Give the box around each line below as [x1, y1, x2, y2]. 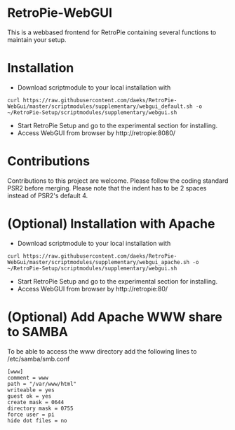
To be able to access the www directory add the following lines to [7, 347, 197, 355]
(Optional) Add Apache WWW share [7, 309, 223, 325]
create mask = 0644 [7, 398, 65, 405]
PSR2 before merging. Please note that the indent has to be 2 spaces [7, 183, 207, 192]
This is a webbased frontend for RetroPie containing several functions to [7, 28, 217, 36]
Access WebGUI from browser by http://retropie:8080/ [17, 128, 176, 137]
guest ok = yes [7, 392, 52, 400]
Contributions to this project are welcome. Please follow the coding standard [7, 176, 229, 185]
